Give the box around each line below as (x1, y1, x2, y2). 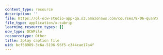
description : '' (5, 11, 38, 16)
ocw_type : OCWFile (5, 29, 42, 34)
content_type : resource (5, 7, 53, 12)
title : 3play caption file (5, 38, 60, 43)
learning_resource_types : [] (5, 25, 64, 30)
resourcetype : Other (5, 34, 47, 39)
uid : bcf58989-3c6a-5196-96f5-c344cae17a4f (5, 43, 95, 47)
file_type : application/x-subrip (5, 20, 73, 25)
